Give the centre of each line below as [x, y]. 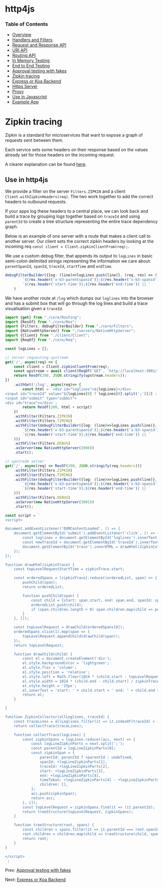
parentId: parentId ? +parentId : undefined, [86, 758]
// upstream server [25, 462]
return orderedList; [43, 587]
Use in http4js [27, 179]
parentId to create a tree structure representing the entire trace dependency [81, 222]
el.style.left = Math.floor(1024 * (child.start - [75, 677]
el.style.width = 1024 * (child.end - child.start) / [78, 681]
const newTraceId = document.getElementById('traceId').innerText [91, 542]
